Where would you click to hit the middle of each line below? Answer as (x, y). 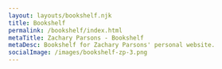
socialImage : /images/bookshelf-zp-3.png (78, 52)
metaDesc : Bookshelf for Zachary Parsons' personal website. (112, 45)
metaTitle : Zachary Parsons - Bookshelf (76, 38)
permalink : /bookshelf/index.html (66, 30)
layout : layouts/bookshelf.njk (60, 15)
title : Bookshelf (37, 23)
